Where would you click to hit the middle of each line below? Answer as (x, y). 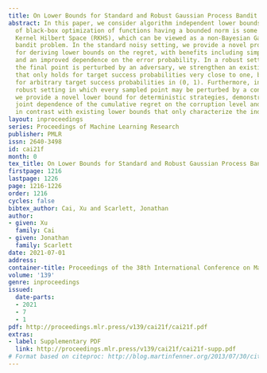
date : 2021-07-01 (37, 253)
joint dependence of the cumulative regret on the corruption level (131, 104)
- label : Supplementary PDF (55, 342)
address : (23, 260)
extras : (21, 334)
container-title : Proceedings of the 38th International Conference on (129, 268)
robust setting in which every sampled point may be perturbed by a (131, 90)
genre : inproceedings (44, 283)
